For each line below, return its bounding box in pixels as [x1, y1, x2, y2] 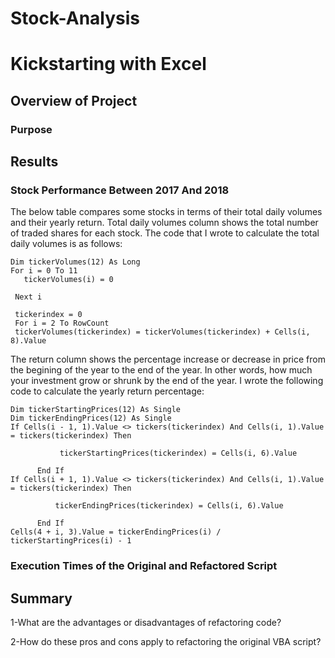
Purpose [10, 122, 53, 136]
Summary [10, 590, 73, 607]
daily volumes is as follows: [10, 238, 123, 250]
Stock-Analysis [10, 7, 141, 30]
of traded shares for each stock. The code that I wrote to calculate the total [10, 227, 320, 239]
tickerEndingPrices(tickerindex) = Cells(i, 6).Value [54, 501, 284, 511]
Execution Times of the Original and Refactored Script [10, 559, 278, 573]
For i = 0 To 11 [10, 266, 78, 276]
